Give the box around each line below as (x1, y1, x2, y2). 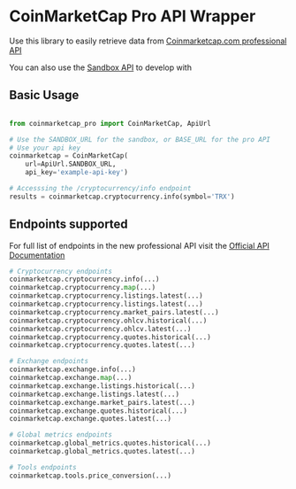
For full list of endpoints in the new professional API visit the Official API (9, 240, 269, 251)
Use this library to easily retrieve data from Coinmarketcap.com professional (9, 35, 287, 46)
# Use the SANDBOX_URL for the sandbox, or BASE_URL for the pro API (9, 135, 271, 144)
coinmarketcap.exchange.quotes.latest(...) (9, 415, 172, 423)
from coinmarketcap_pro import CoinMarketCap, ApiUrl (9, 119, 212, 128)
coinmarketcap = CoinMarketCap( (9, 151, 128, 160)
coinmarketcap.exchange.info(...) (9, 365, 137, 374)
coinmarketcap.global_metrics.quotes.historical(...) (9, 439, 212, 448)
